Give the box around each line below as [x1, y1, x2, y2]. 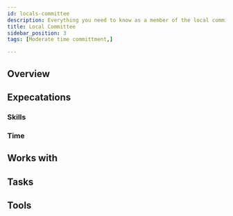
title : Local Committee [7, 23, 76, 30]
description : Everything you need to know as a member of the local [7, 17, 209, 24]
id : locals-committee [7, 10, 70, 17]
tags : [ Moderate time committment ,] [7, 36, 113, 43]
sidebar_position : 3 [7, 29, 67, 37]
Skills [7, 112, 26, 122]
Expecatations [7, 91, 71, 103]
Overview [7, 67, 51, 80]
